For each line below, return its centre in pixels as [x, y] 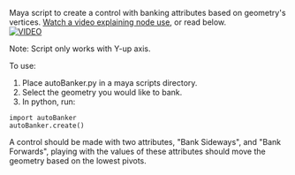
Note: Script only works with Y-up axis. [80, 49]
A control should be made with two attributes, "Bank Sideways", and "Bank [145, 142]
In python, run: [49, 102]
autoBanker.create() [47, 126]
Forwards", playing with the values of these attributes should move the [138, 151]
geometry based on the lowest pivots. [78, 161]
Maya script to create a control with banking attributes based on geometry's [147, 13]
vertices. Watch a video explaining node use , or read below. [118, 22]
